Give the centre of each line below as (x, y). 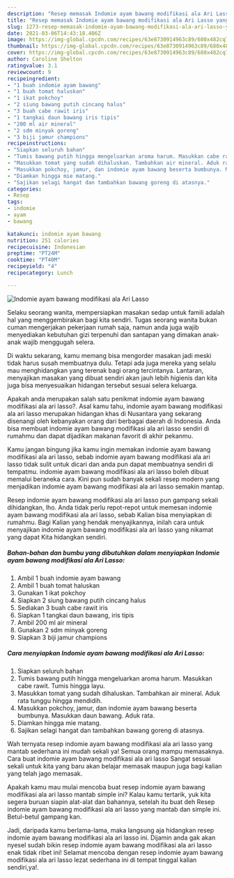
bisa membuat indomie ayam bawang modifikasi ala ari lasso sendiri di (108, 428)
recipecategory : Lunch (40, 273)
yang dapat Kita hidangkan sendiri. (57, 537)
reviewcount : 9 (29, 72)
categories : (24, 189)
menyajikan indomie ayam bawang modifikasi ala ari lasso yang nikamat (110, 529)
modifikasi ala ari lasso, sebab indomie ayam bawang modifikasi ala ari (109, 456)
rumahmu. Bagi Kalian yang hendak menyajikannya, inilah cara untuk (106, 522)
